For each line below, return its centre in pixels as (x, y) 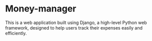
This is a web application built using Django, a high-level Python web (76, 22)
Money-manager (41, 9)
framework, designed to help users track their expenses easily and (74, 27)
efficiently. (16, 33)
